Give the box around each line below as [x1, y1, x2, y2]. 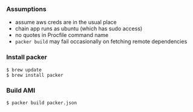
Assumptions [6, 5, 47, 13]
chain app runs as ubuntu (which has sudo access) [15, 25, 143, 32]
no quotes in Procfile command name [15, 31, 109, 39]
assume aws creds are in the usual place [15, 19, 117, 26]
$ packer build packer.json [6, 99, 77, 106]
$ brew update [6, 67, 42, 73]
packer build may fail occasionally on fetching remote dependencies [15, 38, 188, 45]
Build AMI [6, 86, 36, 94]
